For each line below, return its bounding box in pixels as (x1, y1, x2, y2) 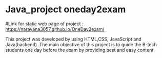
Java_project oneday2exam (5, 4, 126, 15)
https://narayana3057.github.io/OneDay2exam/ (5, 26, 105, 32)
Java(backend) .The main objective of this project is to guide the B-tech (5, 41, 157, 47)
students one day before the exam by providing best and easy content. (5, 47, 155, 53)
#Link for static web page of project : (5, 21, 84, 27)
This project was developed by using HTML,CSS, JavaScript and (5, 36, 142, 42)
